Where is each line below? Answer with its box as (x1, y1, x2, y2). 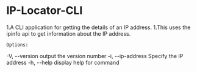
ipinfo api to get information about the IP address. (6, 30, 131, 37)
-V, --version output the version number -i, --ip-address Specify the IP (6, 52, 184, 59)
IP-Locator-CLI (6, 4, 83, 18)
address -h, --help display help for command (6, 59, 120, 66)
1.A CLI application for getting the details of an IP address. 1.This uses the (6, 24, 191, 31)
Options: (6, 42, 29, 48)
